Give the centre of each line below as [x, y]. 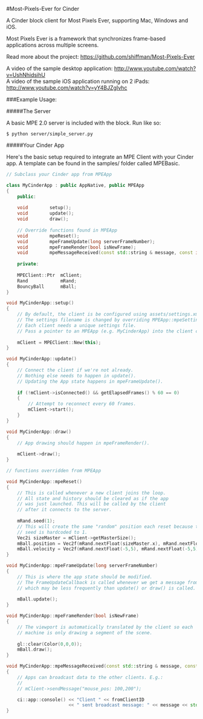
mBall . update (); [38, 599]
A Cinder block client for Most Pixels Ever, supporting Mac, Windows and [97, 20]
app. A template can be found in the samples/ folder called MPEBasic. [93, 163]
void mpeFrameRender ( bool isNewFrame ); [77, 247]
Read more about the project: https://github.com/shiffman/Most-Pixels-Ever [101, 57]
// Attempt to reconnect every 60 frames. [82, 404]
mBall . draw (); [35, 649]
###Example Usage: [32, 99]
